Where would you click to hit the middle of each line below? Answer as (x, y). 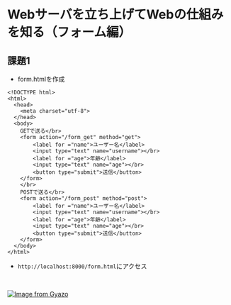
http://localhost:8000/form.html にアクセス (82, 266)
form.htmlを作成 (41, 79)
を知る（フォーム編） (69, 32)
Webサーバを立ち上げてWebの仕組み (115, 15)
